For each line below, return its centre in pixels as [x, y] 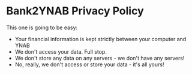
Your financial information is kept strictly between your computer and [100, 39]
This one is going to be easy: [42, 27]
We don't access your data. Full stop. [61, 51]
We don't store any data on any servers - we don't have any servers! [100, 58]
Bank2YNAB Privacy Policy [75, 11]
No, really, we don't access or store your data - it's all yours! [89, 64]
